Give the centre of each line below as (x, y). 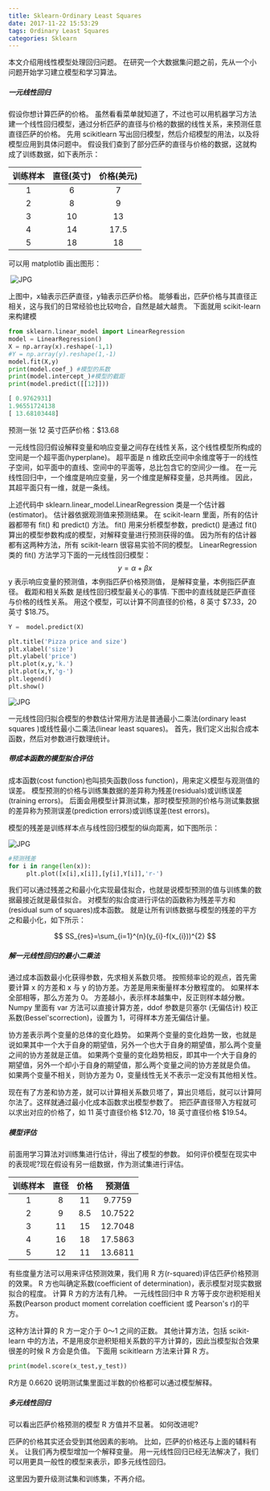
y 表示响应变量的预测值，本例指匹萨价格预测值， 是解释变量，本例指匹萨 (129, 582)
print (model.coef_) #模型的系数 (59, 369)
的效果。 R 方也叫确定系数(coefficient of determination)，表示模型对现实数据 (135, 1284)
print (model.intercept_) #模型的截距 (67, 377)
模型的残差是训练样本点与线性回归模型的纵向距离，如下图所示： (114, 827)
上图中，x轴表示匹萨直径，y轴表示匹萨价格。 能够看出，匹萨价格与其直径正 (133, 296)
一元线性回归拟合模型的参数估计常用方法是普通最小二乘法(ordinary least (127, 719)
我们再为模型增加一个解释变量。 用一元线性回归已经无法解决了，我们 (145, 1452)
